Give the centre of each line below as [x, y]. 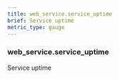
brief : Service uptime [41, 21]
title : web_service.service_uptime [60, 14]
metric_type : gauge [36, 27]
